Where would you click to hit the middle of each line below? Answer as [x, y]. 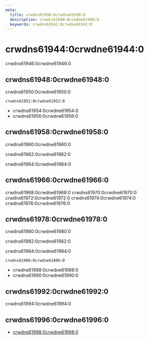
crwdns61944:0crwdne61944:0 [75, 49]
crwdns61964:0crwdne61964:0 [38, 164]
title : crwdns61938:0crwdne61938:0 [48, 15]
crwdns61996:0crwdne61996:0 [57, 320]
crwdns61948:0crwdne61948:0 [57, 80]
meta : [11, 10]
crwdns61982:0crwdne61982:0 [38, 241]
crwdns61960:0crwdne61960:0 [38, 144]
